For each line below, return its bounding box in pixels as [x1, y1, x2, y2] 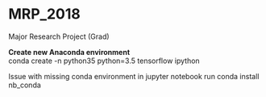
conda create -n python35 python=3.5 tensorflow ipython [8, 56, 200, 65]
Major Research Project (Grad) [8, 32, 110, 41]
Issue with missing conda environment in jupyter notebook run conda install [8, 71, 260, 81]
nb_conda [8, 80, 42, 90]
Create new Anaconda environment [8, 47, 131, 57]
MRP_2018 [8, 5, 81, 23]
